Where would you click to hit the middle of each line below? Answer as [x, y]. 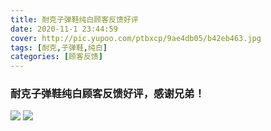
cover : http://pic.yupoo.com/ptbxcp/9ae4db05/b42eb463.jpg [136, 38]
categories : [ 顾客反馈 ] [56, 57]
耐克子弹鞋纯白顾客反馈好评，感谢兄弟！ [107, 94]
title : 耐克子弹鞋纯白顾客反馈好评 [74, 19]
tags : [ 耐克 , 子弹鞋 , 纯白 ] [59, 47]
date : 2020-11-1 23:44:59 [64, 29]
